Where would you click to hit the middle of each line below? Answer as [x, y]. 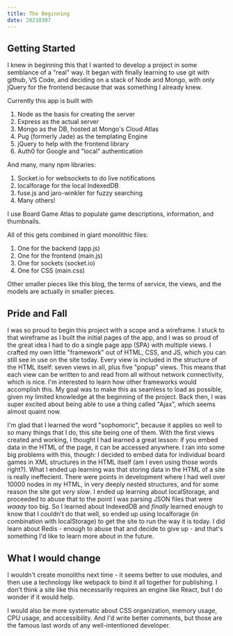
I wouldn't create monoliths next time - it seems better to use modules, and [115, 575]
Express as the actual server [58, 122]
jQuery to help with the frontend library [73, 144]
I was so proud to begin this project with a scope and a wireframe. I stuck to [116, 330]
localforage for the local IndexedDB [68, 186]
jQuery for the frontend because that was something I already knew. [105, 87]
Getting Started [41, 48]
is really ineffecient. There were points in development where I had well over [116, 477]
